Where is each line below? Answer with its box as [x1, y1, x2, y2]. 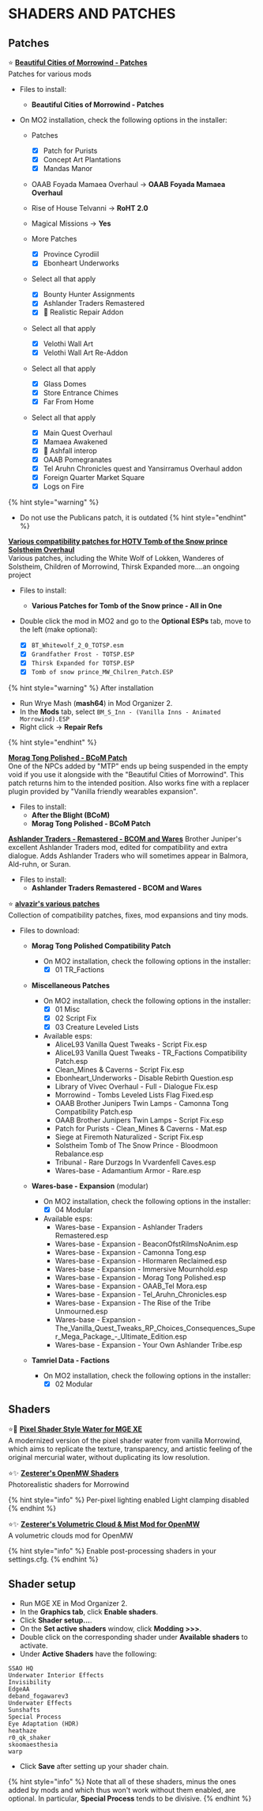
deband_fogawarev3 [8, 1692, 69, 1700]
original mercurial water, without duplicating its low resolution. [8, 1452, 210, 1462]
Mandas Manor [43, 164, 93, 173]
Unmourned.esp [54, 1306, 108, 1316]
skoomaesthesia [8, 1740, 58, 1748]
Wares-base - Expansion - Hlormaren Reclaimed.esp [54, 1256, 227, 1265]
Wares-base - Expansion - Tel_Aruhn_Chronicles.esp [54, 1289, 227, 1299]
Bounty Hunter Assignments [43, 290, 136, 299]
